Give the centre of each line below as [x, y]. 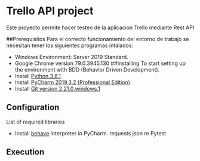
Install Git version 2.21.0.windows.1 [57, 88]
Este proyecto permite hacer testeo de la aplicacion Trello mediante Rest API [100, 27]
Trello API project [50, 11]
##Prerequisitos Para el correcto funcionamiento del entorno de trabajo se [98, 39]
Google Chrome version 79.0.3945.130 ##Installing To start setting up [100, 63]
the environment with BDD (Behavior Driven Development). [87, 69]
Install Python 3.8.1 [38, 76]
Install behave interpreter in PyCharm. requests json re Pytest [90, 133]
